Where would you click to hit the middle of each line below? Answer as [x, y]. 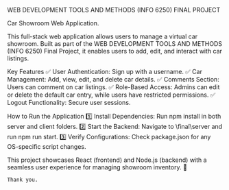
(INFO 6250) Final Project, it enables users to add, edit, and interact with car [115, 51]
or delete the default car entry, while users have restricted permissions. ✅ [111, 95]
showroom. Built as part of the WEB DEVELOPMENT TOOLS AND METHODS [115, 44]
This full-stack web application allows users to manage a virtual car [103, 36]
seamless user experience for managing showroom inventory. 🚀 [97, 167]
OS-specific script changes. [47, 146]
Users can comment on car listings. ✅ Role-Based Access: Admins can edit [113, 87]
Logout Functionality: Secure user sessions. [69, 103]
